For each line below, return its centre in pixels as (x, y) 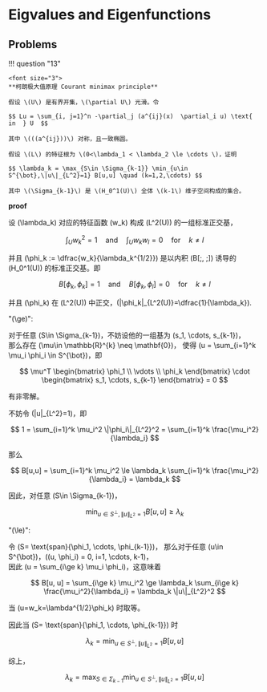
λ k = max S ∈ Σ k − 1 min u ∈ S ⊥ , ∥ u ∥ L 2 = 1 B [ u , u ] (135, 678)
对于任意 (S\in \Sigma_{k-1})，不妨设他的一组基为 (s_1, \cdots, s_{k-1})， (127, 335)
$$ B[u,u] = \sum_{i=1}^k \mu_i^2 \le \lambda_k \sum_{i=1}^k (111, 471)
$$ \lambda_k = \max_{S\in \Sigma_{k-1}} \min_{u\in (98, 168)
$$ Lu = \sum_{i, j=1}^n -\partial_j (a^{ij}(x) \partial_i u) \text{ (130, 116)
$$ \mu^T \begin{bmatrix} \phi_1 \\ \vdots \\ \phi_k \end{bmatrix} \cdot (135, 371)
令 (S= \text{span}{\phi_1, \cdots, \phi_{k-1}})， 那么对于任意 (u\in (116, 547)
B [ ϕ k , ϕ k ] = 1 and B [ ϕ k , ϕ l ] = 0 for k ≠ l (135, 285)
